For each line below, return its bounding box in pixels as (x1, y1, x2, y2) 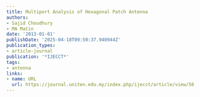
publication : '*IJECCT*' (6, 54, 69, 60)
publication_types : (6, 43, 56, 49)
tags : (6, 59, 20, 65)
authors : (6, 14, 29, 20)
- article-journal (6, 48, 53, 54)
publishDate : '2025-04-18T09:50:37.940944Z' (6, 37, 121, 43)
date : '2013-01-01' (6, 31, 56, 37)
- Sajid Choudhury (6, 20, 53, 26)
